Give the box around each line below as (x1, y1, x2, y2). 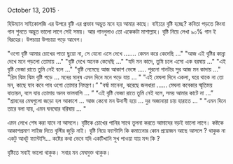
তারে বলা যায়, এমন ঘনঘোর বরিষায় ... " (7, 104, 87, 113)
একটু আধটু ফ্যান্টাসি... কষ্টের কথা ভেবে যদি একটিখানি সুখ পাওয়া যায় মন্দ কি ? (7, 135, 160, 142)
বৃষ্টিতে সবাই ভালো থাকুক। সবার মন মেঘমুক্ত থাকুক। (7, 149, 111, 156)
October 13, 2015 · (7, 6, 59, 14)
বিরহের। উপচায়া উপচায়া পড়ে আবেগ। (7, 35, 84, 43)
